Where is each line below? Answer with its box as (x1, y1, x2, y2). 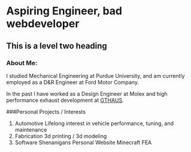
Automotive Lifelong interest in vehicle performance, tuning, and (14, 120, 174, 127)
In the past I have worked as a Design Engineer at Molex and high (6, 90, 168, 97)
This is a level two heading (6, 41, 108, 51)
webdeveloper (6, 17, 80, 31)
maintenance (14, 126, 47, 133)
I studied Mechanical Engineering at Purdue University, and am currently (6, 72, 185, 79)
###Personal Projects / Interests (6, 108, 86, 115)
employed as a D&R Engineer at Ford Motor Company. (6, 78, 140, 86)
